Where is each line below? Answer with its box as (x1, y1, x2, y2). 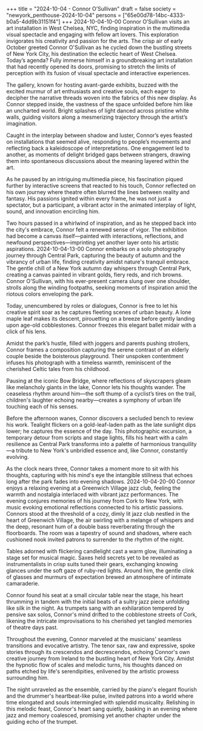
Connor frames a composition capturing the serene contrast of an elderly (6, 346, 189, 353)
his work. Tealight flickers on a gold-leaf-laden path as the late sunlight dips (6, 421, 196, 428)
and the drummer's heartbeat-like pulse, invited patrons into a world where (6, 692, 194, 699)
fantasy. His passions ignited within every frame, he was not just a (6, 195, 171, 202)
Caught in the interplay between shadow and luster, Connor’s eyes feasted (6, 132, 193, 139)
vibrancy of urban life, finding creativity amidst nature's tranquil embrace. (6, 258, 190, 265)
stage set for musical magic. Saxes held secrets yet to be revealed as (6, 554, 179, 561)
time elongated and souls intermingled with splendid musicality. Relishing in (6, 699, 195, 706)
